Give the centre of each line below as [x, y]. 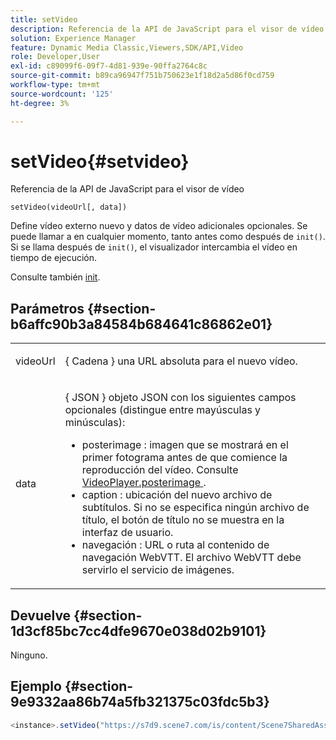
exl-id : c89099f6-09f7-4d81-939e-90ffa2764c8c [109, 66]
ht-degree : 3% [40, 103]
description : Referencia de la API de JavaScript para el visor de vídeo [167, 29]
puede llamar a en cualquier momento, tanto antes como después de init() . [168, 237]
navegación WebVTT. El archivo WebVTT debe [191, 558]
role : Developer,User [55, 57]
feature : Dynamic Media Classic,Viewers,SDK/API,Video [127, 47]
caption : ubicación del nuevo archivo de [177, 495]
